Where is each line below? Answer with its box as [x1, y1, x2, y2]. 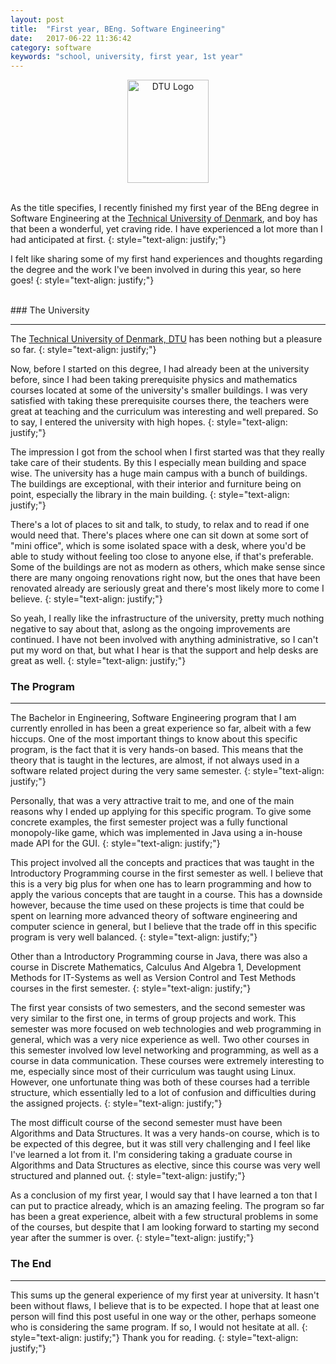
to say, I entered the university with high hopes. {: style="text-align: [10, 416, 288, 428]
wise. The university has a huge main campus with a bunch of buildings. [10, 467, 308, 480]
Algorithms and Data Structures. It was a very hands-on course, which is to [10, 1127, 320, 1140]
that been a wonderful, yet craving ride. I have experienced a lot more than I [10, 223, 323, 235]
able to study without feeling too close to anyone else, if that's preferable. [10, 551, 314, 563]
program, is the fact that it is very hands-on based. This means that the [10, 744, 304, 756]
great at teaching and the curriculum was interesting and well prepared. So [10, 406, 319, 418]
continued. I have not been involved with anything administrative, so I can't [10, 634, 319, 646]
